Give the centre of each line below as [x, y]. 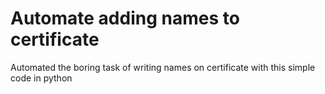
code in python [41, 78]
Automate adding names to [125, 18]
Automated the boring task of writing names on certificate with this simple [163, 67]
